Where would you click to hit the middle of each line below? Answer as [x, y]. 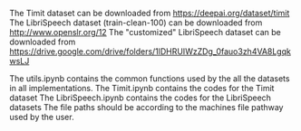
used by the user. [42, 117]
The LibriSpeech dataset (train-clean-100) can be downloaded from [136, 23]
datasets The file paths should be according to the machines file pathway [146, 107]
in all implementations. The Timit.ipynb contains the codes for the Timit [142, 88]
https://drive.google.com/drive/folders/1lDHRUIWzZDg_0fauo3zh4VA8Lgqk [150, 51]
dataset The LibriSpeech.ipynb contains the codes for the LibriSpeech [141, 98]
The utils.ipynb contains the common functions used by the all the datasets [150, 79]
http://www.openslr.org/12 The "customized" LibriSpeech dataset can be [145, 32]
